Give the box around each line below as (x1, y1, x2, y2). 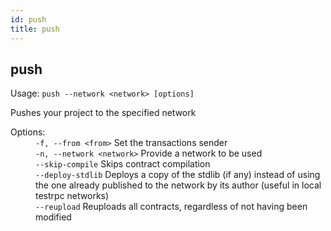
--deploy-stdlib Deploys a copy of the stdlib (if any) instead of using (35, 169, 321, 181)
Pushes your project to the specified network (10, 107, 197, 119)
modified (35, 211, 72, 223)
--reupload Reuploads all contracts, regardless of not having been (35, 201, 308, 213)
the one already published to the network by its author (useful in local (35, 179, 322, 191)
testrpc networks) (35, 190, 110, 202)
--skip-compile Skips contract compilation (35, 158, 211, 170)
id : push (10, 14, 47, 25)
